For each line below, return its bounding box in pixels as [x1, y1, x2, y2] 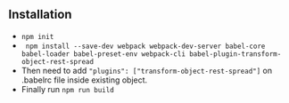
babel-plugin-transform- [189, 49, 282, 59]
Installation [8, 7, 72, 22]
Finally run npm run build [21, 83, 115, 94]
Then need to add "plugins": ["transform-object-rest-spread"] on [21, 65, 273, 75]
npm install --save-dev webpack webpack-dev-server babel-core [25, 42, 266, 51]
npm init [21, 32, 54, 41]
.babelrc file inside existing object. [21, 75, 148, 85]
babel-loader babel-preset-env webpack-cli [21, 49, 186, 59]
